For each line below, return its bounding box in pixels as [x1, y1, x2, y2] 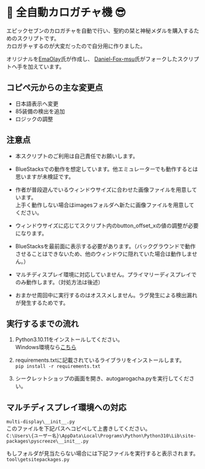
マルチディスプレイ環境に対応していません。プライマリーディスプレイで [15, 270, 197, 278]
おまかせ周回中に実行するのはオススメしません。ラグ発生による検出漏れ [15, 291, 198, 298]
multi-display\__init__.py [6, 419, 75, 425]
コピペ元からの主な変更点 [6, 83, 103, 93]
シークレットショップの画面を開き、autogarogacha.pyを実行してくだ [15, 375, 190, 382]
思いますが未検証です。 [15, 172, 75, 180]
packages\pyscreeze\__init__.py [6, 438, 89, 445]
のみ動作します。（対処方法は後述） [15, 278, 104, 286]
